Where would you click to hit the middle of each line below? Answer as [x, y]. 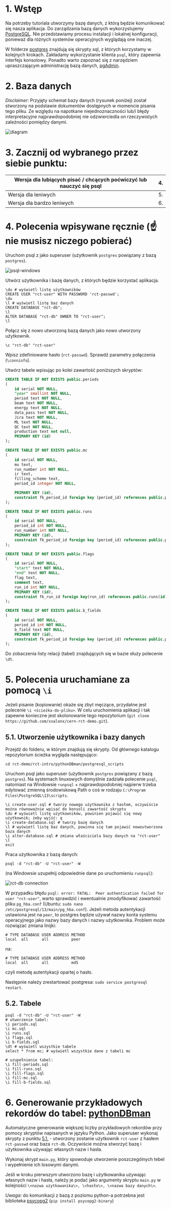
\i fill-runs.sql [24, 1069]
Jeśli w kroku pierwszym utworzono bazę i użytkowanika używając [76, 1174]
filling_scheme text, [37, 479]
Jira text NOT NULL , [36, 417]
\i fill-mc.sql [21, 1078]
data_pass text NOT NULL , [42, 412]
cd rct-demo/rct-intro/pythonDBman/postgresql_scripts [65, 764]
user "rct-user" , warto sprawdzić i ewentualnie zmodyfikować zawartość [83, 898]
